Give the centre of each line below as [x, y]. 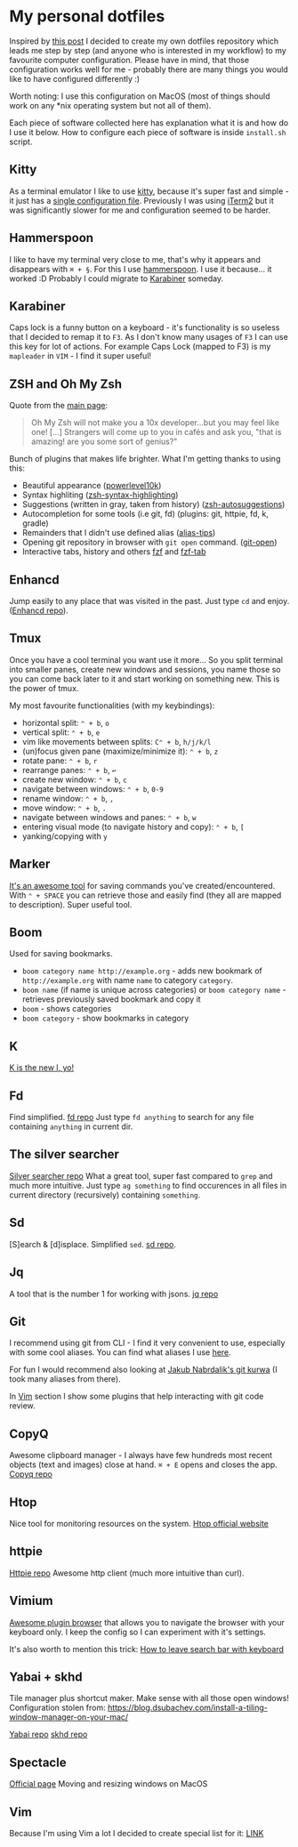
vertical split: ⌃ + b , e [61, 732]
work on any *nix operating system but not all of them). [110, 105]
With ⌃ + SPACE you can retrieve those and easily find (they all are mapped [145, 895]
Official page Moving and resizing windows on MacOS [109, 1784]
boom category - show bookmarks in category [105, 1018]
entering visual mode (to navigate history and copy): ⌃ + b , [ [133, 827]
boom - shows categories [67, 1009]
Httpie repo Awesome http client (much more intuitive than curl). [127, 1573]
